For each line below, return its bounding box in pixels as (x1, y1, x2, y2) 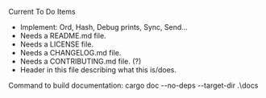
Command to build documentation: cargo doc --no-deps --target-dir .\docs (8, 80, 259, 90)
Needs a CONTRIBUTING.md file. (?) (19, 56, 142, 66)
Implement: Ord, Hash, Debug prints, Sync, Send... (19, 22, 188, 31)
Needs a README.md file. (19, 31, 106, 40)
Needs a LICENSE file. (19, 39, 94, 49)
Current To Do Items (8, 7, 76, 16)
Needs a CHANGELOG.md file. (19, 48, 122, 57)
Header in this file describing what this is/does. (19, 65, 177, 75)
